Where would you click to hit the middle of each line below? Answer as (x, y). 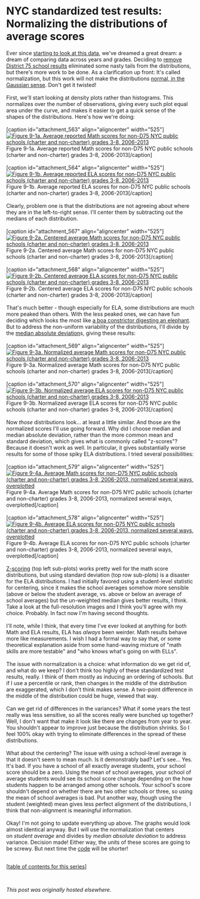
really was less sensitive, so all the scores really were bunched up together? (100, 715)
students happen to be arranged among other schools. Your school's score (99, 785)
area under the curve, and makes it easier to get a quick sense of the (91, 110)
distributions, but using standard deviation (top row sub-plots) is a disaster (98, 575)
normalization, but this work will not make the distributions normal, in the (96, 78)
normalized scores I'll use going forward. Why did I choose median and (94, 428)
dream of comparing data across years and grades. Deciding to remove (94, 59)
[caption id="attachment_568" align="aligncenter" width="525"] (85, 269)
